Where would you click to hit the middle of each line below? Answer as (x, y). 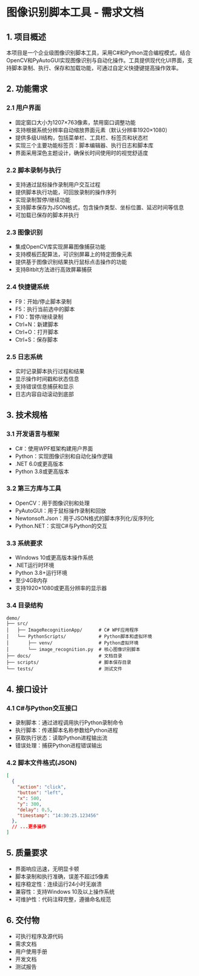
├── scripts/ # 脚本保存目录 (69, 663)
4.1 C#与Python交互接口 (42, 708)
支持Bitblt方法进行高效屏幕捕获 (53, 269)
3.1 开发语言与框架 (33, 434)
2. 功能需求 (27, 89)
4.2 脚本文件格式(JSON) (42, 763)
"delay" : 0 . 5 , (35, 810)
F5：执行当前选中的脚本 (45, 309)
